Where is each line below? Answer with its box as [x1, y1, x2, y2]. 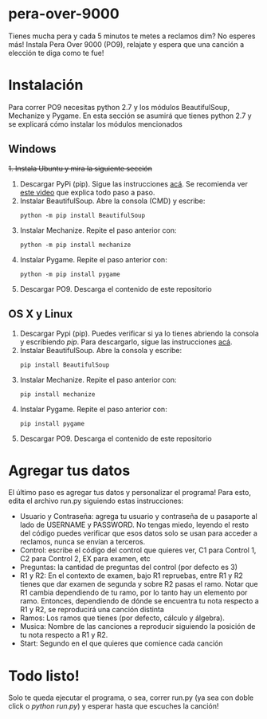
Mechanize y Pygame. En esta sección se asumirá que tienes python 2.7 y [8, 111, 253, 120]
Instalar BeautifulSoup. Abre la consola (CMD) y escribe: [19, 196, 206, 206]
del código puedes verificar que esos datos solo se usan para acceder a [19, 528, 257, 538]
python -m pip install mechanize [19, 241, 132, 249]
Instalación [8, 77, 84, 94]
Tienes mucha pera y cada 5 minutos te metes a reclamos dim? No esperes [8, 31, 256, 41]
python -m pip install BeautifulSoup [19, 211, 146, 219]
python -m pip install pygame [19, 270, 121, 278]
